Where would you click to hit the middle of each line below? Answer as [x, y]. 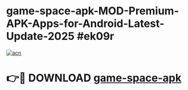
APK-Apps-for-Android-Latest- [85, 24]
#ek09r [95, 36]
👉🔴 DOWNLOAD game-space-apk [94, 78]
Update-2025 [40, 36]
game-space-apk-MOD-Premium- [93, 11]
